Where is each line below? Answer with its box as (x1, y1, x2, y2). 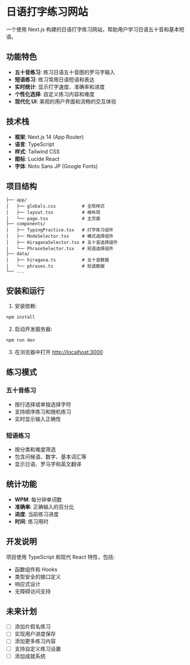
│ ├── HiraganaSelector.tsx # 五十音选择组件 (6, 239, 118, 246)
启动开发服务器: (14, 325, 53, 332)
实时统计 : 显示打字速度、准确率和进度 (14, 83, 105, 90)
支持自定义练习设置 (14, 645, 61, 652)
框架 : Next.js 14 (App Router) (14, 133, 84, 140)
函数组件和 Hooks (14, 565, 58, 573)
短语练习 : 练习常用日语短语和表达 (14, 76, 95, 83)
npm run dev (6, 337, 35, 343)
